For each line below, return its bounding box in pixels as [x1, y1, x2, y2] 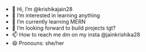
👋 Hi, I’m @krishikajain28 [11, 6, 73, 12]
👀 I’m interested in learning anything [11, 12, 100, 19]
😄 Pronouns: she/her [11, 40, 64, 47]
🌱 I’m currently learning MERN [11, 18, 86, 25]
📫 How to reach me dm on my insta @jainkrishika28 [11, 31, 141, 38]
